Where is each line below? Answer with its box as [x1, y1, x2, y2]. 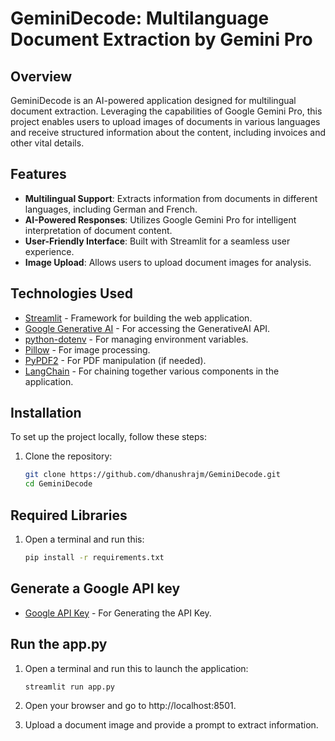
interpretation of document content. [24, 224, 173, 236]
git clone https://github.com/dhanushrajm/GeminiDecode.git [24, 470, 281, 480]
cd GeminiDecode [24, 479, 93, 489]
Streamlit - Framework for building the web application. [24, 312, 253, 324]
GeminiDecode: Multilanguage [10, 7, 270, 30]
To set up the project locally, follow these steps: [10, 431, 208, 443]
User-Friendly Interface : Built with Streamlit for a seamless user [24, 235, 291, 247]
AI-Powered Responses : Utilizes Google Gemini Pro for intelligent [24, 213, 297, 226]
